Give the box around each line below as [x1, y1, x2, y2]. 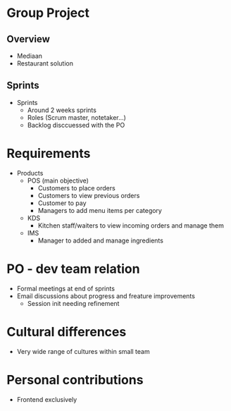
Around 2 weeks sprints [27, 106, 96, 114]
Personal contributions [6, 372, 144, 388]
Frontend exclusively [16, 395, 77, 403]
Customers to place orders [37, 183, 115, 192]
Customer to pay [37, 199, 87, 207]
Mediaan [16, 51, 43, 60]
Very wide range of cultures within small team [16, 347, 150, 355]
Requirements [6, 146, 91, 161]
